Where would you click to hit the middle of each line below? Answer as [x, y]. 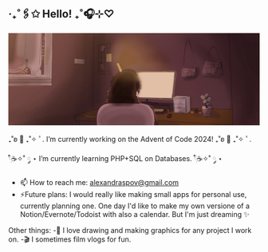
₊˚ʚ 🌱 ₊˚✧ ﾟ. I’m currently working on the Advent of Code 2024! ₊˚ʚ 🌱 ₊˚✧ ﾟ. [130, 139]
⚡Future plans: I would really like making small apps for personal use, [133, 194]
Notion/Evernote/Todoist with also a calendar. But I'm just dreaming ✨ [134, 214]
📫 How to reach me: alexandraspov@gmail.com [99, 182]
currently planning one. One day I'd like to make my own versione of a [134, 206]
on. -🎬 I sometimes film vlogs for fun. [70, 239]
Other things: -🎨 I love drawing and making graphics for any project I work [130, 230]
